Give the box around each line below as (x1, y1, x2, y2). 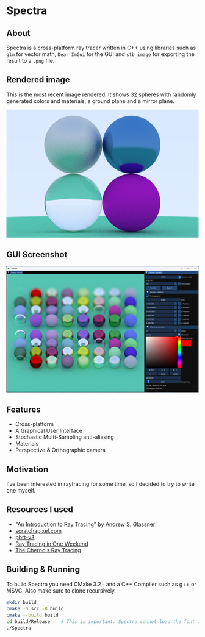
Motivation (6, 464, 49, 474)
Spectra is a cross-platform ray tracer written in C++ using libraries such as (6, 44, 196, 51)
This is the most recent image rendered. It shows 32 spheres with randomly (6, 91, 196, 98)
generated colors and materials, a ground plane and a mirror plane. (6, 97, 175, 104)
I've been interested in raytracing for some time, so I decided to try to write (6, 480, 195, 488)
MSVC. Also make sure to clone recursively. (6, 586, 117, 594)
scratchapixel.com (15, 527, 62, 534)
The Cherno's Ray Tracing (15, 546, 81, 553)
